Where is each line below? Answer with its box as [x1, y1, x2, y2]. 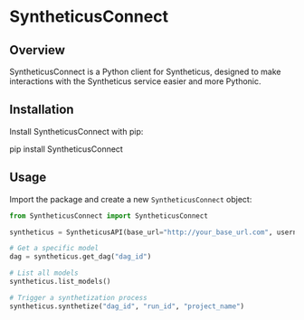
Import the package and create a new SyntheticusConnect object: [9, 193, 252, 204]
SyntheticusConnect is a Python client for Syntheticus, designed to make [9, 66, 281, 77]
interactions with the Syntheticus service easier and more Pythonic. [9, 76, 261, 87]
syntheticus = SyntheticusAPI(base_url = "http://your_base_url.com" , [9, 228, 273, 237]
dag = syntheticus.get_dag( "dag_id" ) [9, 252, 152, 261]
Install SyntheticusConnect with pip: [9, 126, 144, 136]
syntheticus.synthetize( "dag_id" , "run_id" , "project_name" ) [9, 301, 245, 311]
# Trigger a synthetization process [9, 293, 147, 302]
